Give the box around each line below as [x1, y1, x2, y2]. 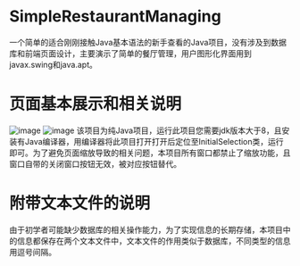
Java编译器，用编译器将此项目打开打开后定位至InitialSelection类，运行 [24, 136, 284, 146]
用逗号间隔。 [9, 246, 56, 257]
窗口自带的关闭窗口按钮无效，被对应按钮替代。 [9, 158, 181, 169]
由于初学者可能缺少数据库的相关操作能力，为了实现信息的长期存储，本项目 [9, 224, 283, 235]
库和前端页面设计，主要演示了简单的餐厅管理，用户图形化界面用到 [9, 47, 252, 59]
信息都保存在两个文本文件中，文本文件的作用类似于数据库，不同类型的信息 [16, 235, 291, 246]
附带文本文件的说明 [9, 194, 151, 213]
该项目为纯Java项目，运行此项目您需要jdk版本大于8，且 [76, 125, 283, 136]
